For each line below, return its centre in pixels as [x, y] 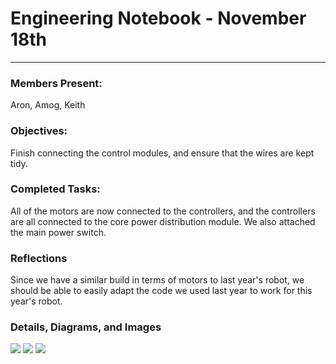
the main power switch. [58, 232]
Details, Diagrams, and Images [86, 327]
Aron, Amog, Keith [48, 105]
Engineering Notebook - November [158, 18]
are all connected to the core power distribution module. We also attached [163, 221]
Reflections [39, 258]
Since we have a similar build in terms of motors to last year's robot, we [157, 280]
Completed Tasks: [55, 189]
